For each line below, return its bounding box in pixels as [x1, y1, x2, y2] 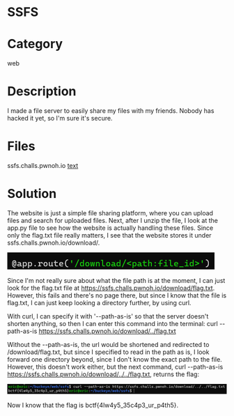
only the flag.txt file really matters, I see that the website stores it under [7, 231, 212, 239]
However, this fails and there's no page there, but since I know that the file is [7, 291, 227, 300]
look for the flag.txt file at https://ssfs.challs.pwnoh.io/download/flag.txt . [7, 284, 215, 292]
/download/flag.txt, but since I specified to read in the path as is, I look [7, 348, 210, 356]
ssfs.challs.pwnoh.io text [7, 162, 79, 169]
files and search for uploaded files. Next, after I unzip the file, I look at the [7, 216, 218, 224]
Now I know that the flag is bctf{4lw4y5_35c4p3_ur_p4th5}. [7, 401, 179, 409]
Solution [7, 186, 57, 202]
